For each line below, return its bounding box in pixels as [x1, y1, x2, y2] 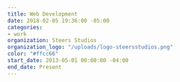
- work [7, 30, 27, 38]
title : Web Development [7, 10, 78, 18]
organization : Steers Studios [7, 37, 97, 44]
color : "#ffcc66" [7, 51, 59, 58]
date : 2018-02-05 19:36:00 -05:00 [7, 17, 110, 24]
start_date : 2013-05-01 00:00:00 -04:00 [7, 57, 129, 64]
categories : [7, 24, 43, 31]
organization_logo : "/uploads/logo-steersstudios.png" [7, 43, 174, 51]
